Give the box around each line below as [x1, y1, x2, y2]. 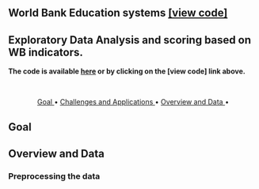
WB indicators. [8, 45, 83, 59]
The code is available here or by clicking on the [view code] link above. [8, 66, 246, 76]
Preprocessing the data [8, 170, 101, 181]
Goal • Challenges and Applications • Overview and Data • [36, 97, 230, 107]
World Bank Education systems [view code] [8, 6, 228, 20]
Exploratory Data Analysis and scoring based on [8, 33, 252, 47]
